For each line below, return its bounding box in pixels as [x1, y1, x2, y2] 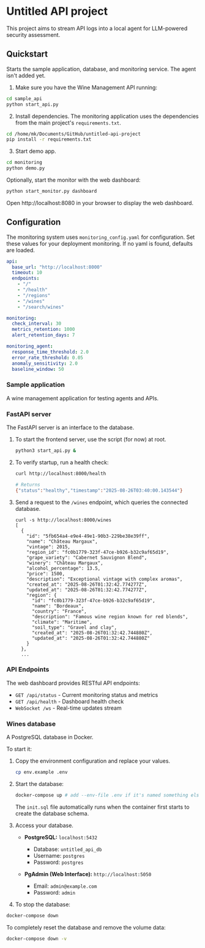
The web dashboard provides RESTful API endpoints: [6, 679, 140, 686]
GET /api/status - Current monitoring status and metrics [15, 691, 158, 698]
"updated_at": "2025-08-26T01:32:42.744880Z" [31, 635, 150, 641]
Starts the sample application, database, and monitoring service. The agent [6, 65, 196, 72]
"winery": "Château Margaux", [26, 560, 103, 566]
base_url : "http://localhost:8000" [12, 264, 103, 270]
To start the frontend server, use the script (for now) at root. [15, 436, 166, 443]
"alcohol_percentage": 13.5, [26, 565, 101, 572]
